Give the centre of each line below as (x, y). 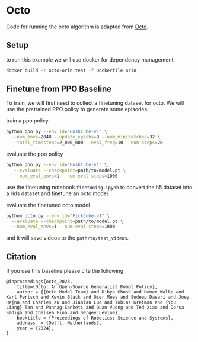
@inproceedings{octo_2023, (39, 282)
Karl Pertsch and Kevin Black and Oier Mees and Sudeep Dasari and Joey (98, 297)
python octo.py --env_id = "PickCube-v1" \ (58, 216)
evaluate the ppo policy (35, 154)
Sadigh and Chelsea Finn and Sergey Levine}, (63, 313)
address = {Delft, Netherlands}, (59, 323)
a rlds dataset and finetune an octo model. (58, 193)
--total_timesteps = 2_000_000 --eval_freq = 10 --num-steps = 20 (87, 143)
